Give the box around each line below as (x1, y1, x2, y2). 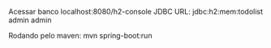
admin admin (8, 15, 52, 25)
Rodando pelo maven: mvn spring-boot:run (8, 31, 153, 40)
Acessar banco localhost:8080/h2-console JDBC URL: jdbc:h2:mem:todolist (8, 7, 264, 16)
